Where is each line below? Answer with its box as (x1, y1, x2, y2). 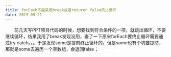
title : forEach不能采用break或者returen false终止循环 (5, 7, 117, 13)
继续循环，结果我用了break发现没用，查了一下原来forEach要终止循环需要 (5, 33, 159, 39)
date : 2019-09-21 (5, 12, 42, 17)
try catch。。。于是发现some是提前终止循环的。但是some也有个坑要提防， (9, 39, 164, 46)
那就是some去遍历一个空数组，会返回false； (5, 46, 99, 52)
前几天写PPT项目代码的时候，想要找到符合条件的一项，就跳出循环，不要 (14, 26, 166, 33)
